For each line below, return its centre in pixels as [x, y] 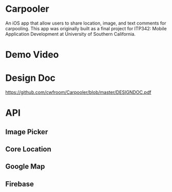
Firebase [20, 184]
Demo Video [32, 55]
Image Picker [27, 132]
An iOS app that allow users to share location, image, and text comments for [86, 23]
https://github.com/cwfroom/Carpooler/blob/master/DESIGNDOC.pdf [78, 92]
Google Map [25, 167]
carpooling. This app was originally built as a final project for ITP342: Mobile [86, 28]
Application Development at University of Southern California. [71, 34]
